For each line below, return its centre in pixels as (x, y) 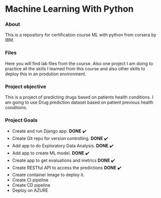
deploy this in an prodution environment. (46, 74)
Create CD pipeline (31, 185)
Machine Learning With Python (69, 9)
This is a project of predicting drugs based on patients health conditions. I (79, 97)
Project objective (26, 87)
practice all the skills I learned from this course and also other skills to (75, 68)
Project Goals (21, 120)
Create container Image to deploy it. (48, 175)
